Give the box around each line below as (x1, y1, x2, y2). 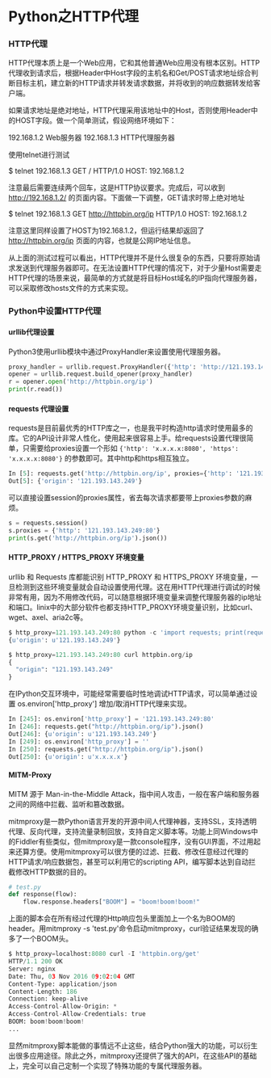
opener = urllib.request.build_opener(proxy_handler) (8, 370, 194, 378)
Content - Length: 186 (8, 987, 78, 996)
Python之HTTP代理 (8, 7, 140, 26)
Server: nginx (8, 965, 56, 973)
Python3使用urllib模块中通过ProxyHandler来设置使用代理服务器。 (8, 347, 226, 356)
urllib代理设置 (8, 327, 55, 336)
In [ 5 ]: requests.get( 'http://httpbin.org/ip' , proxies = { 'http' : (8, 470, 232, 478)
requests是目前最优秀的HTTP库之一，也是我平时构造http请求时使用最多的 (8, 423, 253, 433)
